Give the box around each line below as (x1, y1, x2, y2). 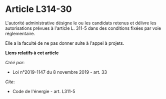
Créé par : (5, 59, 25, 65)
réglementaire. (5, 30, 35, 36)
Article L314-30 (5, 3, 72, 15)
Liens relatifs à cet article (5, 50, 59, 56)
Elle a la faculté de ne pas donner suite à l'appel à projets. (5, 40, 124, 46)
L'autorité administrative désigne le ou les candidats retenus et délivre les (5, 20, 156, 26)
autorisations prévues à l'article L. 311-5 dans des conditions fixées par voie (5, 25, 161, 31)
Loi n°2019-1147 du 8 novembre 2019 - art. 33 (12, 69, 107, 75)
